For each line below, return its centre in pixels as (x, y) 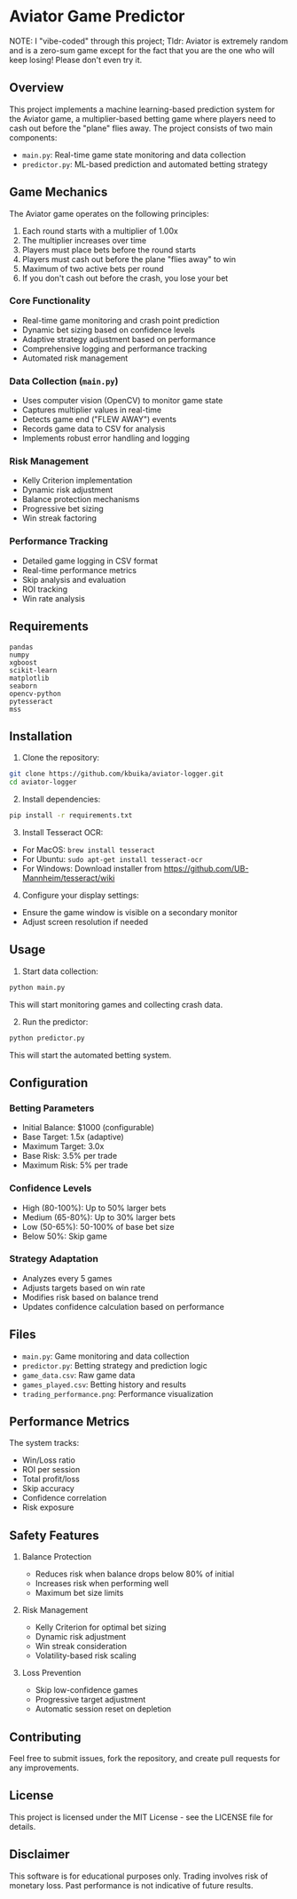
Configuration (49, 1083)
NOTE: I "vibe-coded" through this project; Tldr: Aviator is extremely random (149, 41)
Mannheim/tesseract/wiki (68, 878)
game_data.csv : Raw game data (78, 1375)
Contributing (45, 1737)
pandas (21, 647)
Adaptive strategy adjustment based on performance (119, 339)
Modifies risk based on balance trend (90, 1297)
